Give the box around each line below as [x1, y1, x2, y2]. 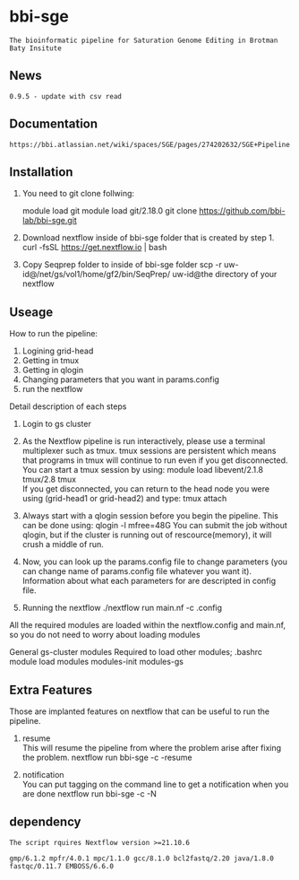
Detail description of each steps [9, 401, 127, 412]
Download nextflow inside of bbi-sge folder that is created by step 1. [21, 232, 275, 243]
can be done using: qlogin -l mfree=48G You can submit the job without [21, 520, 288, 531]
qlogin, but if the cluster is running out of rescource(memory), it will [21, 529, 272, 540]
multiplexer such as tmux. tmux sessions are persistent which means [21, 446, 277, 457]
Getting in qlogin [21, 365, 83, 376]
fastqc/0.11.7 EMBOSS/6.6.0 [9, 861, 115, 871]
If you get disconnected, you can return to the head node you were [21, 484, 270, 494]
